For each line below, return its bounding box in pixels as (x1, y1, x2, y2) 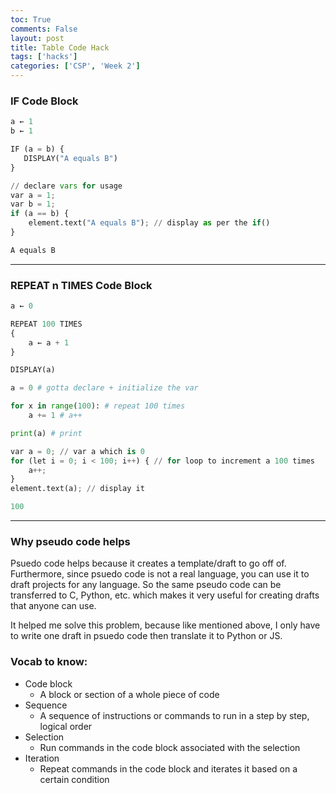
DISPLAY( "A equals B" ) (23, 153, 118, 163)
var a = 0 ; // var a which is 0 (10, 446, 145, 456)
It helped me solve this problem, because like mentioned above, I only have (10, 619, 321, 631)
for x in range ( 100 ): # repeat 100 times (10, 401, 186, 411)
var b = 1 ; (10, 199, 56, 210)
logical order (39, 720, 93, 732)
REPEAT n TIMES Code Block (10, 278, 153, 292)
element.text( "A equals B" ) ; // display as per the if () (28, 218, 271, 228)
